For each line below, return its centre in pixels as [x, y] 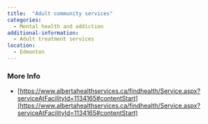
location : [21, 45]
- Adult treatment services [54, 39]
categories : [24, 20]
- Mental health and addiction [59, 26]
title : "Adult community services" [60, 13]
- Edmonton [29, 52]
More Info [24, 76]
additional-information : [43, 33]
